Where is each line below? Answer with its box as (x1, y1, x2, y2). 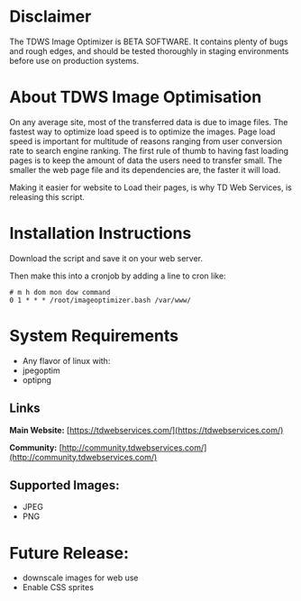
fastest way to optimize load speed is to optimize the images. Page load (9, 126, 276, 137)
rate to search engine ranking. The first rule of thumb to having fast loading (9, 145, 289, 156)
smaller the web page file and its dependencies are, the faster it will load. (9, 164, 281, 175)
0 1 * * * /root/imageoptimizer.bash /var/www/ (9, 296, 192, 305)
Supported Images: (9, 478, 120, 493)
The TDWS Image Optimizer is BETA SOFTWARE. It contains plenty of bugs (9, 36, 288, 47)
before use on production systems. (9, 55, 140, 66)
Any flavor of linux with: (22, 355, 111, 366)
